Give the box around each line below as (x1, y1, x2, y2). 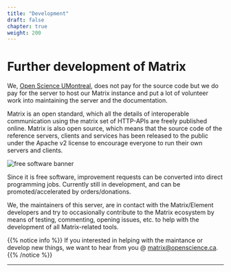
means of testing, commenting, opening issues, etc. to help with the (7, 216, 199, 224)
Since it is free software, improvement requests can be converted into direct (7, 173, 223, 181)
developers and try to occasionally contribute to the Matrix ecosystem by (7, 208, 214, 217)
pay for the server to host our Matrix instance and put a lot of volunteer (7, 89, 208, 97)
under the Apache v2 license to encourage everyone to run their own (7, 139, 203, 147)
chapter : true (7, 23, 48, 30)
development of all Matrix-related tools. (7, 223, 119, 231)
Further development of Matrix (7, 59, 186, 74)
